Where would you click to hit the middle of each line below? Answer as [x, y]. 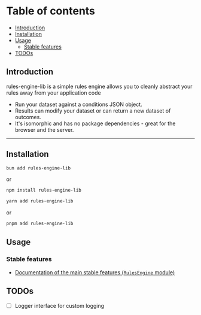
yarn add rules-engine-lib [40, 201]
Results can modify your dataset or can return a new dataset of [93, 110]
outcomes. [28, 117]
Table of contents [51, 11]
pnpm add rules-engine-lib [40, 224]
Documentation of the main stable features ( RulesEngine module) [95, 272]
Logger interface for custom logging [60, 305]
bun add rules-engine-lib [38, 168]
